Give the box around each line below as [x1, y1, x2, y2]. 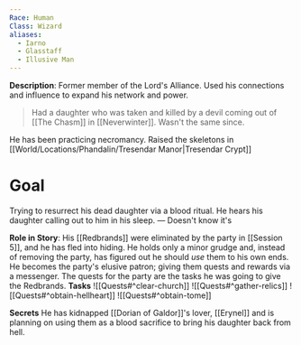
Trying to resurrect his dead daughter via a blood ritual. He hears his [9, 205, 263, 216]
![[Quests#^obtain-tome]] [116, 290, 212, 301]
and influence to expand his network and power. [9, 89, 189, 100]
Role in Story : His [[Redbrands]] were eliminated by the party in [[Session [9, 232, 283, 243]
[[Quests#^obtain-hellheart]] [9, 290, 115, 301]
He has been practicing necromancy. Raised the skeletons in [9, 135, 234, 145]
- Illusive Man [17, 55, 75, 64]
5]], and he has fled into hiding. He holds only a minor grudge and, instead [9, 241, 286, 253]
